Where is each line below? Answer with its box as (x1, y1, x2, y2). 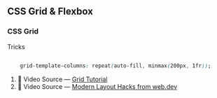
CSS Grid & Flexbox (7, 6, 93, 17)
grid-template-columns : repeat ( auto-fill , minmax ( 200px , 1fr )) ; (20, 62, 211, 69)
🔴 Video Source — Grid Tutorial (17, 75, 108, 83)
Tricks (7, 42, 26, 51)
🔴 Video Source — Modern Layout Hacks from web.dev (17, 82, 178, 90)
